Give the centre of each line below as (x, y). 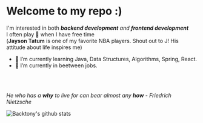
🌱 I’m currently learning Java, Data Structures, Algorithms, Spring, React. (106, 59)
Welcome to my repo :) (64, 11)
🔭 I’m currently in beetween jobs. (56, 65)
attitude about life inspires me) (45, 47)
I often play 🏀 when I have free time (51, 34)
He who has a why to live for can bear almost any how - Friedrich (89, 95)
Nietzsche (19, 102)
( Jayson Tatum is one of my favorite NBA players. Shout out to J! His (92, 41)
